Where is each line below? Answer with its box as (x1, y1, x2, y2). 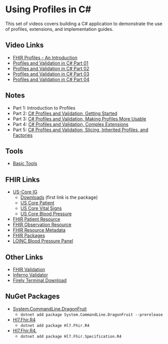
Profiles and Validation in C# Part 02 (12, 65, 90, 71)
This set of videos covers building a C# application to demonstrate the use (5, 21, 163, 27)
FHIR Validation (12, 267, 45, 272)
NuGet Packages (5, 292, 60, 301)
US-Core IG (12, 189, 37, 195)
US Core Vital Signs (20, 205, 62, 211)
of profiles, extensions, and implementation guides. (5, 26, 114, 32)
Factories (12, 132, 33, 138)
